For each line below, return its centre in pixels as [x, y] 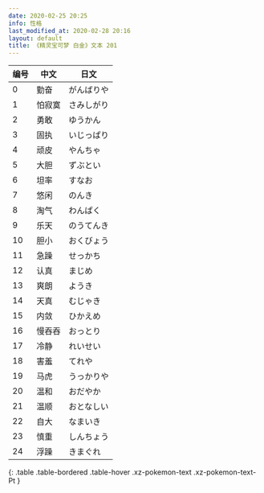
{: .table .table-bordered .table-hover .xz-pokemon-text [100, 472]
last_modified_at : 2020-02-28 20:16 [69, 31]
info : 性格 [25, 23]
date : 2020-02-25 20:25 [48, 16]
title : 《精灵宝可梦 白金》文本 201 [63, 46]
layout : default [35, 38]
